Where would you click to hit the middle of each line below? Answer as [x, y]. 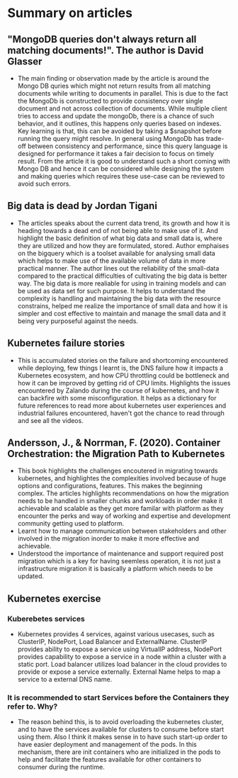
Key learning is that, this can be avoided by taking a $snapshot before [119, 131]
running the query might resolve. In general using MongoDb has [111, 139]
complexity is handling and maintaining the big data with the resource [119, 298]
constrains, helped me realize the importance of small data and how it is [123, 305]
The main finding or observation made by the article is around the [113, 78]
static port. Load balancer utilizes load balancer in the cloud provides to [122, 665]
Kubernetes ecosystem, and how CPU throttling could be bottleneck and [123, 375]
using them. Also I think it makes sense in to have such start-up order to [123, 737]
